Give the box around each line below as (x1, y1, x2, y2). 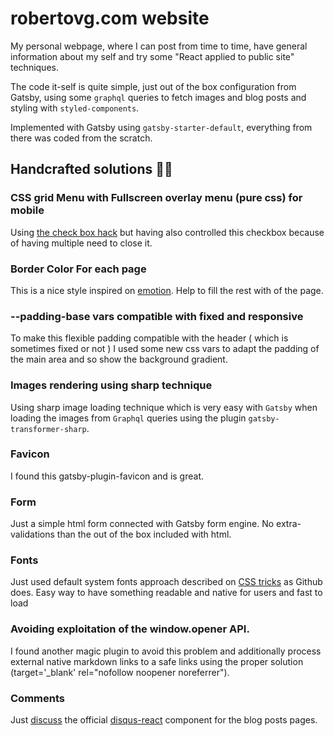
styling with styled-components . (10, 102, 140, 114)
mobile (10, 203, 45, 217)
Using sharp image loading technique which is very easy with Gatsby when (10, 401, 318, 413)
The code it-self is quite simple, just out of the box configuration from (10, 80, 297, 92)
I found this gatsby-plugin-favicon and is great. (10, 470, 204, 482)
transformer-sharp (10, 424, 87, 434)
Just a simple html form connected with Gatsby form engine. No (10, 518, 275, 530)
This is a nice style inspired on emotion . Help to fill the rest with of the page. (10, 284, 324, 296)
